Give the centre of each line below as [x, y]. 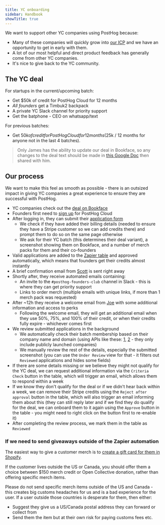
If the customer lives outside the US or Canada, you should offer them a [78, 467]
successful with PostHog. [31, 199]
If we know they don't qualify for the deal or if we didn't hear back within [86, 386]
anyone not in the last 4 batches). [46, 141]
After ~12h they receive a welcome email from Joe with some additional [85, 303]
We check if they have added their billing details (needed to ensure [88, 224]
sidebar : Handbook [24, 14]
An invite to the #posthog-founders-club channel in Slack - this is [85, 282]
